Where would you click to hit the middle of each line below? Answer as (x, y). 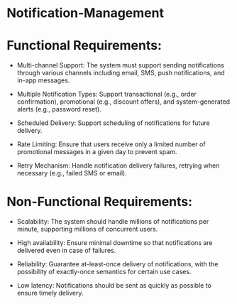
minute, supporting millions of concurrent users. (87, 229)
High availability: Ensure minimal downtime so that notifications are (115, 243)
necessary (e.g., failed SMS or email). (72, 173)
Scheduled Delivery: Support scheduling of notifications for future (113, 123)
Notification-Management (86, 13)
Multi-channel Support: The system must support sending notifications (121, 65)
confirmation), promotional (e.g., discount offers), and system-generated (123, 102)
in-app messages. (43, 80)
